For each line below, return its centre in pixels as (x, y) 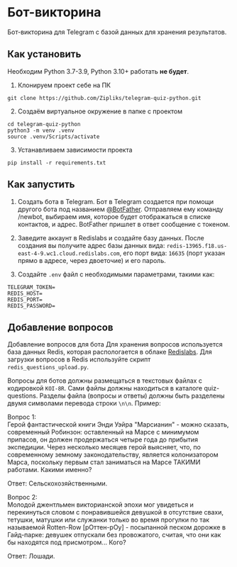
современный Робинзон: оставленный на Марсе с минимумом (103, 432)
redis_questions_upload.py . (48, 367)
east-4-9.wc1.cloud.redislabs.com (68, 253)
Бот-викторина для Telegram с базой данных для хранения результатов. (117, 32)
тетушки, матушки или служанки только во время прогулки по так (109, 520)
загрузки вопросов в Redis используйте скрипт (79, 359)
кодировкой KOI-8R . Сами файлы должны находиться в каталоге (105, 388)
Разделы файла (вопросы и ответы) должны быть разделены (132, 396)
